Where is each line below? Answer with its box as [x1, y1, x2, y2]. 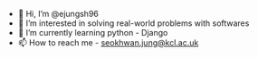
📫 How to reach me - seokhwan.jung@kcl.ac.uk [17, 37, 199, 48]
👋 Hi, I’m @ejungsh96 [17, 9, 100, 19]
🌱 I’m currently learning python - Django [17, 28, 168, 37]
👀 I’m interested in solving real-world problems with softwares [17, 18, 250, 28]
